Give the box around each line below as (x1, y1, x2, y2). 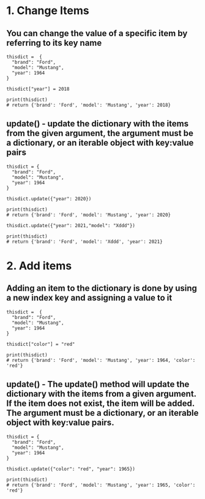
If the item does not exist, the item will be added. (6, 399, 195, 409)
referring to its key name (6, 37, 102, 48)
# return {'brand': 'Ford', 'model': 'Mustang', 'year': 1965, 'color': (6, 482, 196, 488)
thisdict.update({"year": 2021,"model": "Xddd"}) (6, 222, 136, 228)
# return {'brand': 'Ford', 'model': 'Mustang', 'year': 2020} (6, 212, 171, 218)
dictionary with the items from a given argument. (6, 389, 197, 399)
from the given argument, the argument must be (6, 128, 194, 138)
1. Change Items (6, 4, 90, 18)
